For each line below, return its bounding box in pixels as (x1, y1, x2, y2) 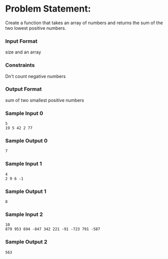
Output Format (5, 86, 42, 93)
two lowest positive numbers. (5, 25, 67, 31)
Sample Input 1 (5, 160, 42, 167)
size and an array (5, 49, 41, 55)
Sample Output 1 (5, 187, 46, 195)
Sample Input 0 (5, 109, 43, 116)
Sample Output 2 (5, 238, 47, 245)
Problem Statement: (5, 3, 91, 15)
